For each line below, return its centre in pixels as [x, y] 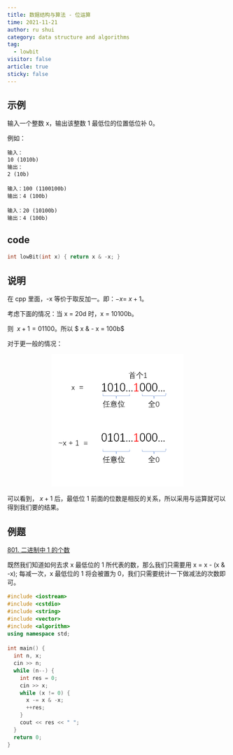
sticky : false [28, 74]
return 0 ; [28, 737]
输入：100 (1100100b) [37, 189]
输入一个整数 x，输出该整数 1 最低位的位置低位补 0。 [83, 124]
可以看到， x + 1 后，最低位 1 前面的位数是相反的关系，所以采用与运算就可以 [116, 499]
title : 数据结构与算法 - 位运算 [49, 15]
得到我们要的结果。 [35, 507]
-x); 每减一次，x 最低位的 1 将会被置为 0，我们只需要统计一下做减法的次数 [113, 574]
